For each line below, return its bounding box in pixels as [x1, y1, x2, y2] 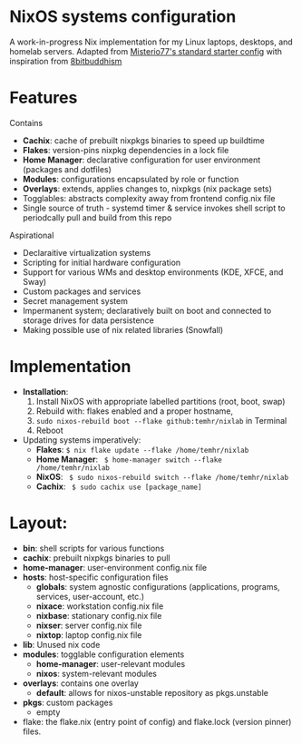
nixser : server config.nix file [35, 620, 142, 631]
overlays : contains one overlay [22, 678, 139, 689]
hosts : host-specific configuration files [22, 572, 169, 582]
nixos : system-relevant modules [35, 668, 157, 679]
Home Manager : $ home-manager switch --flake [35, 454, 222, 465]
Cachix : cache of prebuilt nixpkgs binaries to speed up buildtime [22, 134, 265, 146]
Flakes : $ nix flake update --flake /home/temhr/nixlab [35, 444, 249, 455]
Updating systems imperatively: [22, 434, 141, 445]
